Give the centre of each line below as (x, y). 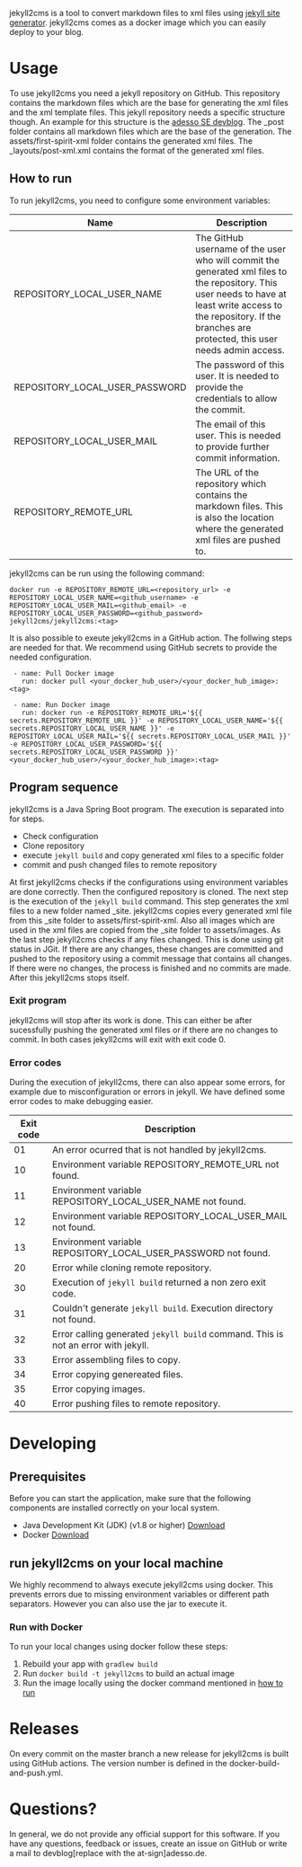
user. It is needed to (237, 376)
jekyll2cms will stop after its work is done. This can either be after (131, 1020)
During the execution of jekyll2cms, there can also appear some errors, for (147, 1083)
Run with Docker (46, 1627)
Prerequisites (48, 1477)
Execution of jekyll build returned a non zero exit (160, 1282)
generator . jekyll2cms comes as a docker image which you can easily (138, 22)
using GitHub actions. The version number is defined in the (118, 1764)
